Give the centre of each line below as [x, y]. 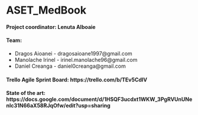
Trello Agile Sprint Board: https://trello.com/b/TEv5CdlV [77, 80]
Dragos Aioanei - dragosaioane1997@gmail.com [74, 53]
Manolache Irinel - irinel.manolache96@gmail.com [76, 60]
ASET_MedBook [46, 10]
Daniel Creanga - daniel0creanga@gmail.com [70, 66]
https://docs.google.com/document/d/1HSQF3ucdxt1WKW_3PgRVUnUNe [99, 99]
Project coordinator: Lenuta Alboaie [51, 27]
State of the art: [26, 93]
